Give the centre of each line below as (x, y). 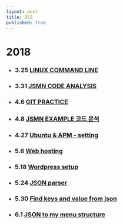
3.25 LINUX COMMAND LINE (56, 70)
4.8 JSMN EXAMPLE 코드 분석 (57, 119)
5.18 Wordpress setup (46, 167)
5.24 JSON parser (41, 183)
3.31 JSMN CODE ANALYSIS (56, 86)
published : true (26, 22)
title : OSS (19, 17)
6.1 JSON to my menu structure (60, 215)
